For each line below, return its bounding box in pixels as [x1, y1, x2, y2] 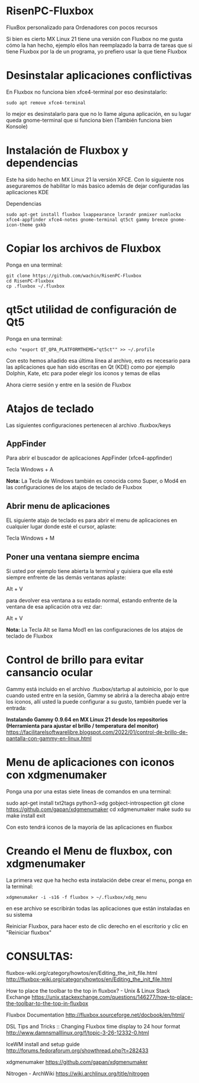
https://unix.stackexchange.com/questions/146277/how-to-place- [31, 993, 193, 1000]
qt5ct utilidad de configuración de [6, 303, 177, 316]
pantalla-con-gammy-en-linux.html [6, 735, 92, 742]
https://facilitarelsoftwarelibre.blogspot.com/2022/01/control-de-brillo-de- [6, 729, 188, 736]
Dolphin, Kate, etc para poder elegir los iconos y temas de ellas [6, 369, 161, 376]
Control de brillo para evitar [6, 653, 144, 667]
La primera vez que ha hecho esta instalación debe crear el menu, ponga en [6, 876, 192, 883]
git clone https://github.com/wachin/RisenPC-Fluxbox [6, 273, 142, 278]
